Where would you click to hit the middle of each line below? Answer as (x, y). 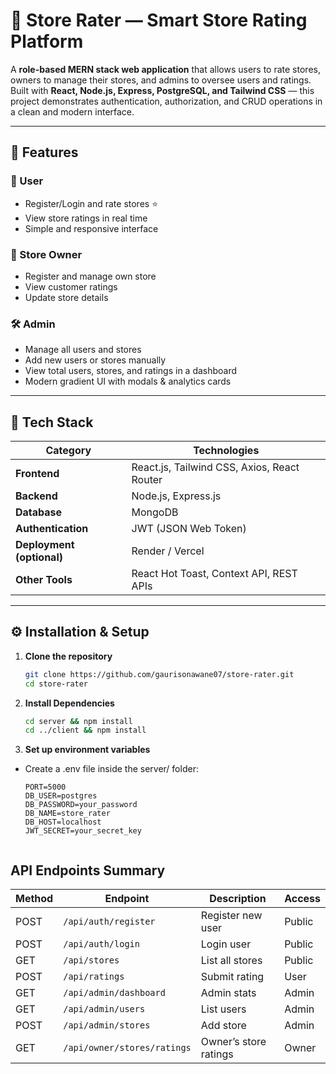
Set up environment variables (87, 750)
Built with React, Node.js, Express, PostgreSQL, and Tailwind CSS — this (162, 90)
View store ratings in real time (86, 218)
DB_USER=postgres (61, 796)
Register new (231, 916)
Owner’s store (233, 1042)
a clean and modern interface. (72, 111)
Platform (47, 41)
